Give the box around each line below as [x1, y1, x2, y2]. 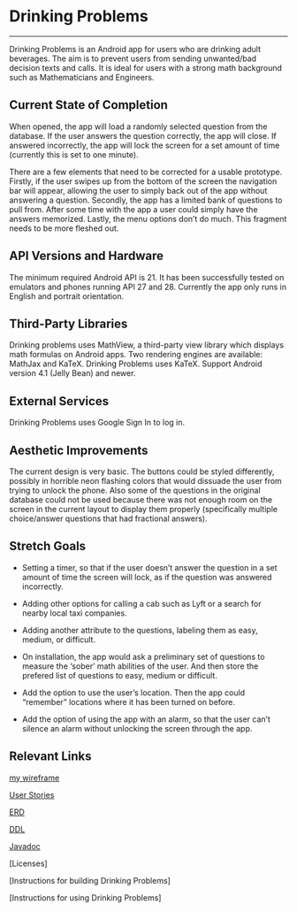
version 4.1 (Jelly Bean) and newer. [9, 368, 136, 379]
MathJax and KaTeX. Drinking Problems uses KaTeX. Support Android [9, 358, 263, 369]
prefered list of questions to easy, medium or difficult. [21, 670, 218, 680]
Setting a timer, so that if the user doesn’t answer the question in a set [21, 562, 278, 572]
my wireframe [9, 772, 60, 783]
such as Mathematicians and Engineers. [9, 72, 155, 82]
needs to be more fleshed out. [9, 223, 119, 234]
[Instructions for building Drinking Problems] [9, 875, 171, 885]
